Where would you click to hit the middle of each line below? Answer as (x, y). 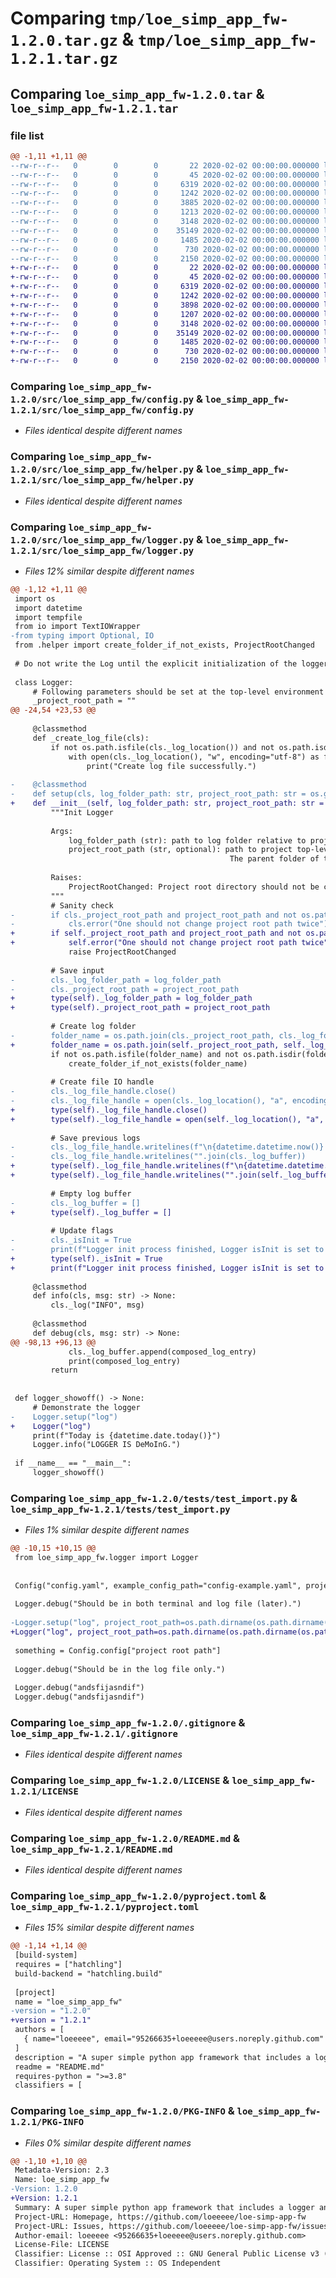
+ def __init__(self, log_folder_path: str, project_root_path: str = (167, 803)
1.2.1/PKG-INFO (47, 2122)
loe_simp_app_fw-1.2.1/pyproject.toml (105, 1906)
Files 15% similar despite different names (109, 1928)
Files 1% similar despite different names (107, 1530)
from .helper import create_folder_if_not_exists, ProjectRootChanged (164, 645)
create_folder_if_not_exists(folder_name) (158, 1063)
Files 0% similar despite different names (108, 2143)
